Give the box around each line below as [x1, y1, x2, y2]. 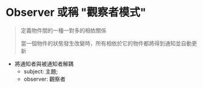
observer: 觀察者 [23, 75, 66, 83]
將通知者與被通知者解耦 [14, 60, 74, 67]
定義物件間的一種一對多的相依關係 [20, 27, 107, 34]
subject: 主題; [23, 67, 59, 75]
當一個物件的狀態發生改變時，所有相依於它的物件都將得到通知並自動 [20, 39, 192, 47]
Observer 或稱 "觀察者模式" [5, 5, 146, 19]
